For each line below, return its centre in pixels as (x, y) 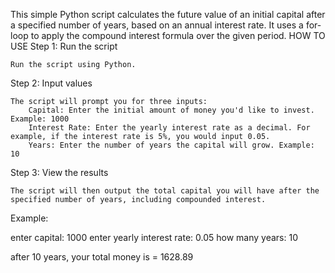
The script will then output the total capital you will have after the (165, 191)
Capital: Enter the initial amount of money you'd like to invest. (171, 110)
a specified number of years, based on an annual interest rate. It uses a (157, 25)
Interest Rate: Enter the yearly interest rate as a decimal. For (169, 128)
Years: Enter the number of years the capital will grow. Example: (171, 145)
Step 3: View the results (59, 172)
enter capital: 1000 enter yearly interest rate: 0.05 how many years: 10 (154, 237)
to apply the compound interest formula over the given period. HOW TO (178, 35)
